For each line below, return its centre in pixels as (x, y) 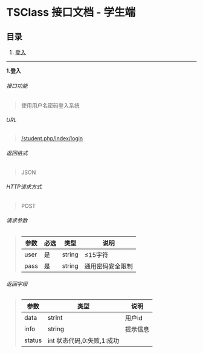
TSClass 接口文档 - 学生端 (71, 12)
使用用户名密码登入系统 (50, 106)
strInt (55, 318)
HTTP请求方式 (24, 187)
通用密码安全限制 (108, 267)
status (33, 340)
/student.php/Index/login (52, 138)
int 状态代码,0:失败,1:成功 (83, 341)
